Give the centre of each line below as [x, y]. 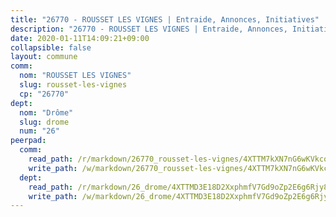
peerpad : [28, 141]
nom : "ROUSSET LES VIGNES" [75, 76]
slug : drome [44, 122]
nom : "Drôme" [46, 112]
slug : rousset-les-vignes [73, 85]
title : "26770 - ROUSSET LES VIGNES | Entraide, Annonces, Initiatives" [165, 19]
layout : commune [44, 57]
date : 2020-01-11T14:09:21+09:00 [80, 38]
